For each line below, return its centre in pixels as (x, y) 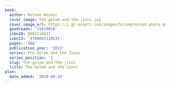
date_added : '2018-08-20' (37, 77)
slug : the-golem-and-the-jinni (43, 62)
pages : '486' (23, 43)
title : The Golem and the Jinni (44, 67)
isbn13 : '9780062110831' (36, 39)
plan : (10, 72)
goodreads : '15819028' (33, 29)
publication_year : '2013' (37, 48)
